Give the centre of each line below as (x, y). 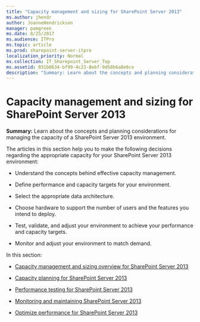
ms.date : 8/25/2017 (30, 34)
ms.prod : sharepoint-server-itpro (49, 51)
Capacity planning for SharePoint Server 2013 (71, 278)
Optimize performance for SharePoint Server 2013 (76, 312)
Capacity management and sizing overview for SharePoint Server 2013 (101, 267)
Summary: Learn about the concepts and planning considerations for (91, 131)
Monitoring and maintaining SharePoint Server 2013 (78, 301)
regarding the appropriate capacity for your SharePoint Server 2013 (89, 155)
